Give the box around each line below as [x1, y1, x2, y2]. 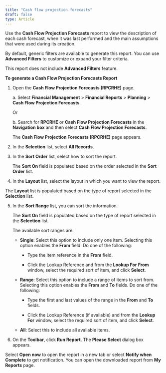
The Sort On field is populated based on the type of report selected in [12, 213, 156, 219]
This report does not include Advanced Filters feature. [5, 65, 118, 71]
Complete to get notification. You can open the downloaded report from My [5, 357, 161, 363]
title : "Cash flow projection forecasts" [5, 7, 93, 12]
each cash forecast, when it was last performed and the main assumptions [5, 35, 159, 41]
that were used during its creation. [5, 41, 76, 47]
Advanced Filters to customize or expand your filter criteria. [5, 56, 129, 62]
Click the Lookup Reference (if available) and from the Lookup [27, 312, 156, 318]
